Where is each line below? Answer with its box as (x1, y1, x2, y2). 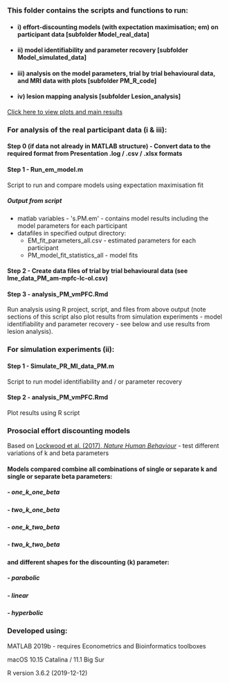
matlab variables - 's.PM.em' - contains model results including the (17, 214, 209, 222)
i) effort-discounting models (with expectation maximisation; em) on (17, 23, 219, 31)
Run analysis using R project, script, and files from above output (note (7, 305, 206, 314)
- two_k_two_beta (7, 540, 60, 549)
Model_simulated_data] (17, 53, 86, 62)
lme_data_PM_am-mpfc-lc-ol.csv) (7, 274, 109, 283)
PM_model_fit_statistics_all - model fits (27, 251, 138, 259)
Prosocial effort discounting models (7, 425, 130, 435)
